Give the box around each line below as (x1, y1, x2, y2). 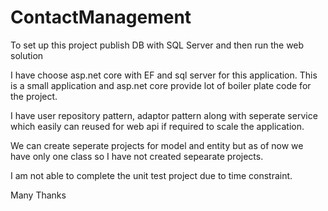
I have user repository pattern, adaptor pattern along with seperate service (10, 109, 318, 121)
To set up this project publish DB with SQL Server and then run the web (10, 39, 305, 51)
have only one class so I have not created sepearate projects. (10, 150, 264, 162)
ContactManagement (10, 6, 192, 29)
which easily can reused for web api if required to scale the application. (10, 120, 305, 132)
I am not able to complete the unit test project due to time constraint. (10, 169, 293, 181)
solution (10, 49, 44, 61)
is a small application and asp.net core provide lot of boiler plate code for (10, 79, 312, 91)
